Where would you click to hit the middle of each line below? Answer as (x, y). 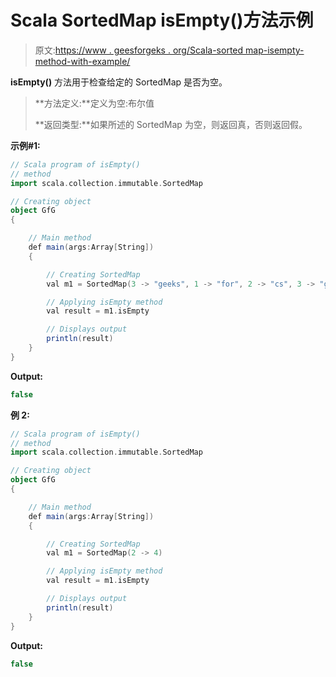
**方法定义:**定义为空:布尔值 (94, 103)
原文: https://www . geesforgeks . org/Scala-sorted (139, 50)
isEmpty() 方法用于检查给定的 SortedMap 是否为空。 (119, 82)
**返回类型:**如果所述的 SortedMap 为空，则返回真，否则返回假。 (171, 124)
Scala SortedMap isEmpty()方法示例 (162, 20)
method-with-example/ (82, 61)
